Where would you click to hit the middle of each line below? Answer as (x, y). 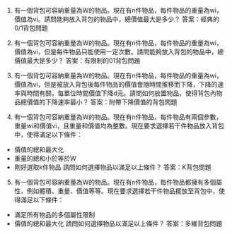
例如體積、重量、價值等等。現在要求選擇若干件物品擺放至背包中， (123, 191)
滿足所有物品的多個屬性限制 (54, 215)
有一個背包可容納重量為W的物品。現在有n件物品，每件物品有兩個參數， (118, 117)
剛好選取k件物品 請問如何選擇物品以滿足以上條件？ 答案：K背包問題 (112, 167)
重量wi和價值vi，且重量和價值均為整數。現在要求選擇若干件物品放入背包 (119, 126)
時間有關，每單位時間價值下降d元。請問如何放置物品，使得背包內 (122, 93)
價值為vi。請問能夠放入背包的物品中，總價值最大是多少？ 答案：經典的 (116, 19)
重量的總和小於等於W (45, 158)
